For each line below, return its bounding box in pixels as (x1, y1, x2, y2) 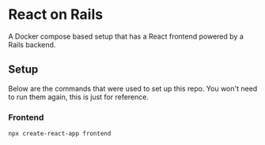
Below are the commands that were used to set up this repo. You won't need (8, 84, 258, 93)
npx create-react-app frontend (8, 130, 112, 138)
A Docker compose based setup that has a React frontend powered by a (8, 32, 244, 41)
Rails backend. (8, 39, 56, 49)
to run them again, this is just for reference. (8, 92, 149, 102)
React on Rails (8, 6, 104, 24)
